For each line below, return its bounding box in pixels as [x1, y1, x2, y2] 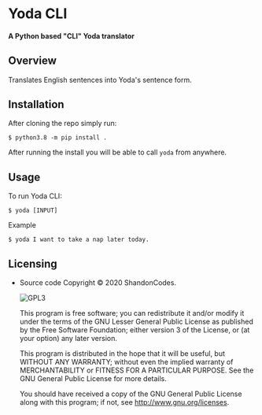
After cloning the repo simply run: [8, 119, 117, 128]
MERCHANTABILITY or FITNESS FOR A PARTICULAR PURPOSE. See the [19, 365, 254, 375]
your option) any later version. [19, 334, 118, 343]
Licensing [8, 257, 57, 270]
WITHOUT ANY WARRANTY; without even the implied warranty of [19, 358, 234, 367]
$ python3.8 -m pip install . [8, 134, 108, 142]
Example [8, 220, 37, 230]
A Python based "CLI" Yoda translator [8, 31, 135, 40]
